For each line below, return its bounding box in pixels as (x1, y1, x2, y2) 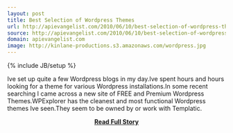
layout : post (7, 10, 45, 17)
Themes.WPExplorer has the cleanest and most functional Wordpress (7, 97, 206, 105)
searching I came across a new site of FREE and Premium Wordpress (7, 89, 205, 98)
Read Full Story (94, 118, 139, 125)
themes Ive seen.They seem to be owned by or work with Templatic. (7, 105, 202, 112)
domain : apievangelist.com (7, 36, 85, 43)
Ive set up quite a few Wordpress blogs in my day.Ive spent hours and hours (7, 75, 225, 83)
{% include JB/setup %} (7, 62, 76, 69)
